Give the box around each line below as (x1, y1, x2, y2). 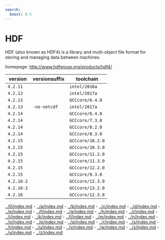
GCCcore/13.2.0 (69, 185, 105, 191)
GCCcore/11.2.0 (69, 151, 105, 157)
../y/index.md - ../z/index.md (5, 230, 63, 236)
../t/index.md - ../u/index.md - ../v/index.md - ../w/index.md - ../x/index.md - (5, 224, 160, 230)
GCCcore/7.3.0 (69, 118, 102, 123)
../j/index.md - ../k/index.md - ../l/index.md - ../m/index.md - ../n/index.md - (5, 214, 159, 220)
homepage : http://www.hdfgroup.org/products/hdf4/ (5, 64, 112, 70)
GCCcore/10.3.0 (69, 145, 105, 150)
